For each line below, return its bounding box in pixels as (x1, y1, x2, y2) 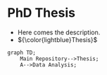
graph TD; (7, 49, 37, 56)
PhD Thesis (7, 5, 76, 21)
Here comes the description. (17, 28, 101, 36)
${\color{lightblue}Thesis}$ (17, 35, 98, 43)
